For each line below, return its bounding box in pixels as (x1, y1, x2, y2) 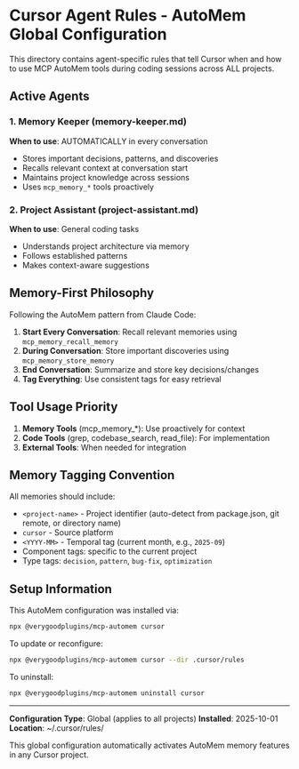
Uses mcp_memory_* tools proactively (21, 181, 154, 192)
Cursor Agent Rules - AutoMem (9, 5, 246, 26)
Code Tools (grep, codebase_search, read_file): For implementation (21, 432, 271, 443)
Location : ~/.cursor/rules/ (9, 722, 104, 733)
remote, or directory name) (21, 517, 122, 529)
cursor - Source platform (21, 527, 114, 538)
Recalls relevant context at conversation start (21, 162, 189, 173)
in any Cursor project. (9, 749, 89, 760)
